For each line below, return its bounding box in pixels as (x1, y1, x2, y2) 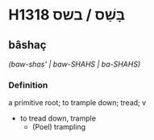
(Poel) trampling (31, 122, 86, 132)
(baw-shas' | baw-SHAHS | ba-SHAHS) (8, 59, 141, 69)
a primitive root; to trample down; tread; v (8, 98, 147, 108)
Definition (8, 79, 48, 91)
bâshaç (8, 38, 47, 52)
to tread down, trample (19, 113, 97, 123)
